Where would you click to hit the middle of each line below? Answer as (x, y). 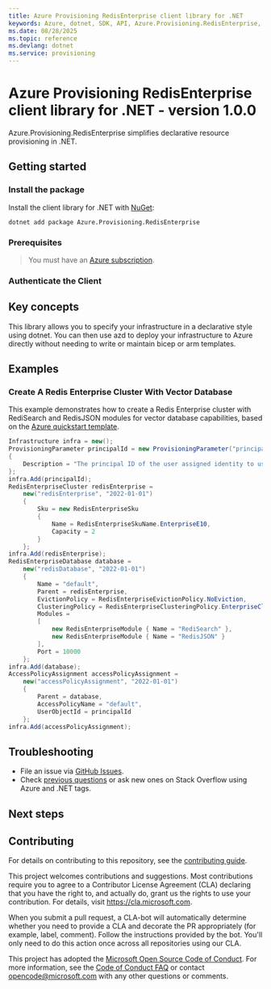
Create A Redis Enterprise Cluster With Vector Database (121, 392)
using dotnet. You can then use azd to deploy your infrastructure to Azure (131, 335)
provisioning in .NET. (43, 141)
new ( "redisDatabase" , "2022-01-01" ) (85, 569)
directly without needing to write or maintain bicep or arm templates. (122, 343)
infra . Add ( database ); (45, 667)
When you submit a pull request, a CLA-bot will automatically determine (127, 918)
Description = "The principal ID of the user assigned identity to (138, 464)
